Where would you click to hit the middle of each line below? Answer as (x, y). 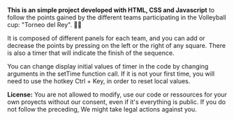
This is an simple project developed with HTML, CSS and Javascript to (111, 10)
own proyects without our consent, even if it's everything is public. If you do (116, 102)
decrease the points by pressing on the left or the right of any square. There (116, 45)
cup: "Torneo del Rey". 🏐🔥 (45, 25)
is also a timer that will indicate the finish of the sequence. (91, 53)
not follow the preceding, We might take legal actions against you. (102, 109)
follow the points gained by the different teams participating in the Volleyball (117, 17)
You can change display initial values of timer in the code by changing (108, 66)
